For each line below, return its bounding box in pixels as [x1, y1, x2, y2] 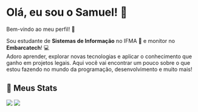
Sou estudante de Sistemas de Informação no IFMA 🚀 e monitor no [6, 37, 175, 44]
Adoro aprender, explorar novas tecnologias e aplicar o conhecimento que [6, 53, 193, 60]
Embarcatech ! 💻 [6, 44, 50, 51]
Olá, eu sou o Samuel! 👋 [6, 5, 128, 19]
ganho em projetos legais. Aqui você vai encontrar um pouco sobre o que [6, 59, 190, 66]
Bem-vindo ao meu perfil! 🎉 [6, 25, 75, 33]
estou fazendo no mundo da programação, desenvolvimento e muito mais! [6, 65, 193, 73]
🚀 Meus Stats [6, 83, 58, 93]
